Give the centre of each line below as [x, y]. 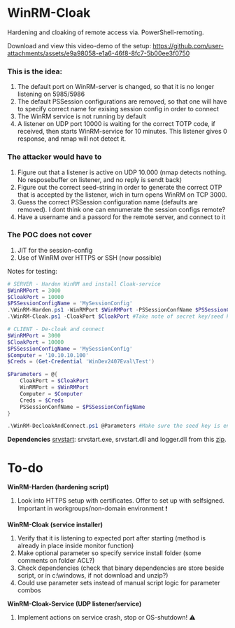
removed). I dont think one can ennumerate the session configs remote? [121, 209]
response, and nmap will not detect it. [72, 139]
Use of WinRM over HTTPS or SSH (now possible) [90, 258]
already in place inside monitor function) [76, 546]
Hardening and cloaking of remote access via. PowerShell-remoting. [106, 32]
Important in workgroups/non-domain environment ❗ [92, 508]
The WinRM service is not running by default [81, 116]
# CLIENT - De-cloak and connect [56, 329]
